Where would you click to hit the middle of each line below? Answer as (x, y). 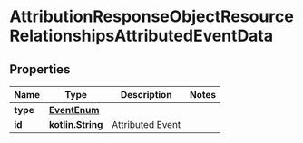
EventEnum (74, 110)
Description (146, 95)
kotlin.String (76, 124)
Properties (40, 69)
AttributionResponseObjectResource (152, 17)
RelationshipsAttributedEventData (142, 36)
